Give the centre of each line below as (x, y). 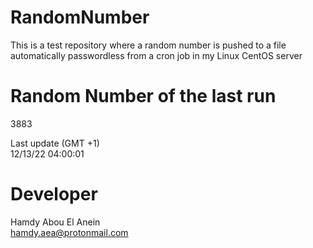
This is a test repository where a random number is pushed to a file (148, 45)
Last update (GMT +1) (55, 143)
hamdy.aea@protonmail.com (69, 232)
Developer (54, 194)
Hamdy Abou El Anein (55, 222)
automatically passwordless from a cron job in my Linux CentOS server (156, 55)
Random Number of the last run (143, 96)
